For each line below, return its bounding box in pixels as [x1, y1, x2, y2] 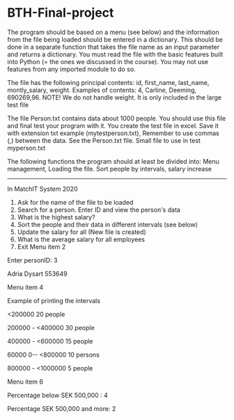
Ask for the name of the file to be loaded [17, 198, 134, 206]
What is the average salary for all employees [17, 235, 145, 243]
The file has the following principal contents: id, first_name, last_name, [7, 78, 210, 86]
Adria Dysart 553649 [7, 270, 68, 278]
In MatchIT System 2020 [7, 185, 78, 193]
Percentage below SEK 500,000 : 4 [7, 391, 108, 399]
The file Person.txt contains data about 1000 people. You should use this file [7, 114, 226, 123]
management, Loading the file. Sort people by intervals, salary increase [7, 164, 212, 173]
